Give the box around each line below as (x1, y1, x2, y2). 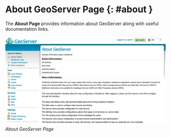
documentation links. (5, 26, 49, 32)
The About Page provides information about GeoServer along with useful (5, 20, 159, 27)
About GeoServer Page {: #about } (5, 4, 153, 15)
